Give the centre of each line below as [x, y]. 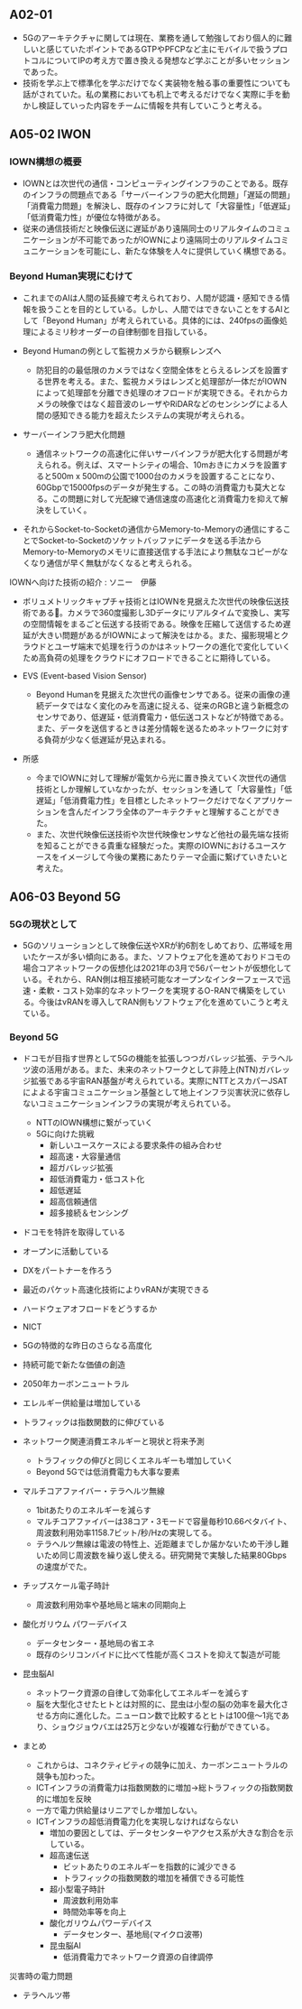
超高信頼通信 [73, 1201]
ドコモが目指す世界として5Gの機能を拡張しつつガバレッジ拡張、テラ [150, 1058]
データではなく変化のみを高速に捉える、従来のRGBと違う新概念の [166, 705]
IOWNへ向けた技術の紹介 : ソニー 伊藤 [83, 582]
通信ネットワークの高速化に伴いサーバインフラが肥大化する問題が [158, 453]
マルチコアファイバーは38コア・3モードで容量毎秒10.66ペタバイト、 [164, 1521]
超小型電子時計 [77, 1889]
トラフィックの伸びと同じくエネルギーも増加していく [134, 1460]
